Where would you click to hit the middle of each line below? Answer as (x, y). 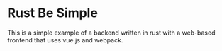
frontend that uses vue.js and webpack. (65, 40)
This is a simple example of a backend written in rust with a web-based (111, 33)
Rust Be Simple (52, 13)
